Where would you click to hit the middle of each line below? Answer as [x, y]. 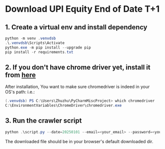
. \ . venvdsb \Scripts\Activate [35, 43]
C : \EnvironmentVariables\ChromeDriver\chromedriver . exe [63, 106]
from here [20, 75]
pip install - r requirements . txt [39, 52]
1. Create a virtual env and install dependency [76, 27]
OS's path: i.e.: [20, 92]
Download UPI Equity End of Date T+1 [82, 9]
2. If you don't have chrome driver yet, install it [78, 67]
